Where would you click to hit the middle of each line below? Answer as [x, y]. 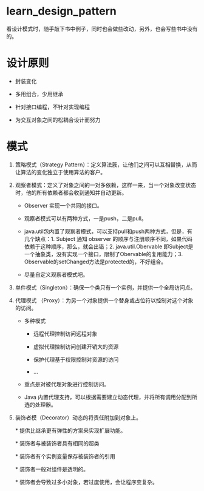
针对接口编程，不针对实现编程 [52, 107]
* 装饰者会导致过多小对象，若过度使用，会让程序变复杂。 [86, 482]
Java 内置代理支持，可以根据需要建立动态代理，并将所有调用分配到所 [110, 397]
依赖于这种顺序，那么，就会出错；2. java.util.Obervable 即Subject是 [109, 246]
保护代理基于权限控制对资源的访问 [76, 359]
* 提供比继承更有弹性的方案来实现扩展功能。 [70, 430]
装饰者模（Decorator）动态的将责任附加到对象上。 [78, 418]
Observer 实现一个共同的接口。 [63, 205]
